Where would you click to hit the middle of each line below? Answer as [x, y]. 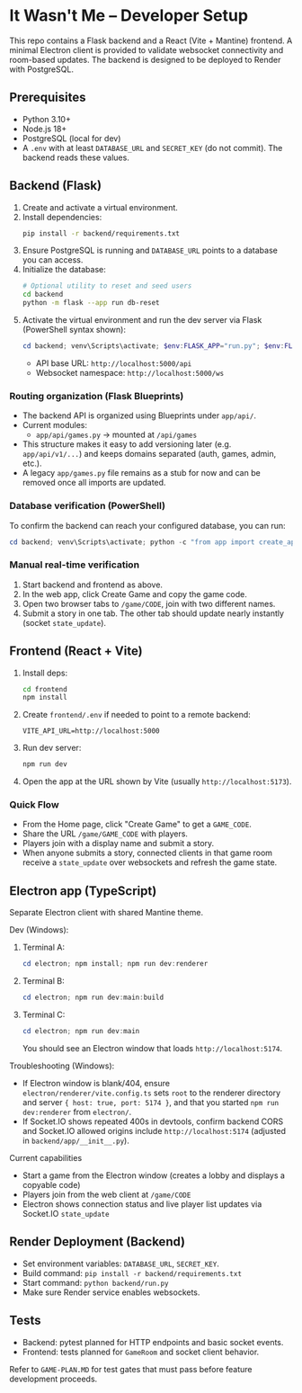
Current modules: [55, 425]
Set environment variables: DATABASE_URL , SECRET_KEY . [121, 1264]
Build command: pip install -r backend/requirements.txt [132, 1272]
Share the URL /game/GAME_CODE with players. [105, 834]
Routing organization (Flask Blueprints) [97, 396]
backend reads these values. [76, 157]
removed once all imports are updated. [94, 483]
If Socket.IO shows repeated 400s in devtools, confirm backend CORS [153, 1121]
